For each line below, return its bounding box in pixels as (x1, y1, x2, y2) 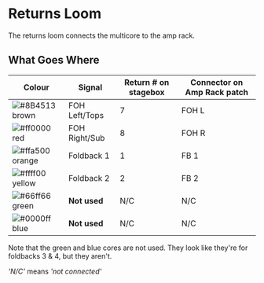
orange (12, 155, 39, 166)
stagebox (128, 86, 165, 97)
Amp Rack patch (185, 86, 249, 97)
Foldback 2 (68, 172, 110, 183)
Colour (23, 82, 49, 93)
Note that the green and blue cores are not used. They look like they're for (8, 243, 248, 252)
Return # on (124, 76, 170, 87)
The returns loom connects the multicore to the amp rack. (8, 31, 195, 40)
